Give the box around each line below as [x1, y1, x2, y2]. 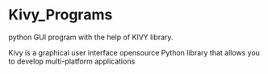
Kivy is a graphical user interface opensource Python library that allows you [8, 47, 261, 57]
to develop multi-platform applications [8, 56, 136, 66]
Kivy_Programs [8, 6, 113, 24]
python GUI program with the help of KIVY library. [8, 32, 174, 42]
